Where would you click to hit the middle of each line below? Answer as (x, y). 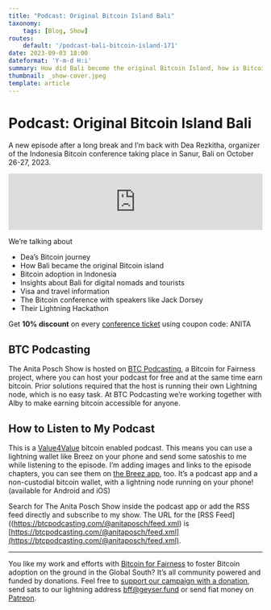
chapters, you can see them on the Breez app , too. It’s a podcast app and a (133, 474)
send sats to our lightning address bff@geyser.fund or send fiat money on (131, 590)
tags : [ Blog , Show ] (56, 31)
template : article (39, 83)
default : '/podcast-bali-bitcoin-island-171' (101, 46)
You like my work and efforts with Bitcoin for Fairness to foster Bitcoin (124, 564)
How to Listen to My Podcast (82, 428)
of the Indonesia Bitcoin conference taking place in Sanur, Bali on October (131, 154)
